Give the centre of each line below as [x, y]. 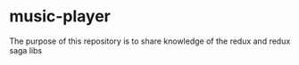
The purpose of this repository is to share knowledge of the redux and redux [150, 41]
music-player [60, 16]
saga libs [26, 50]
